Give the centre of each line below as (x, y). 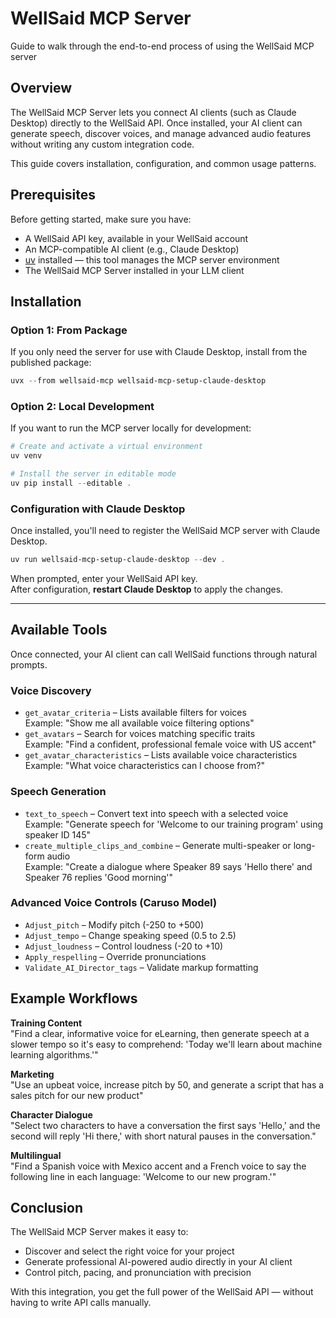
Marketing (32, 1074)
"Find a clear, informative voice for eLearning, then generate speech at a (160, 1033)
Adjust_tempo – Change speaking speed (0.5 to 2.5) (130, 935)
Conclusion (47, 1208)
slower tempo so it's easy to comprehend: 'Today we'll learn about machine (166, 1044)
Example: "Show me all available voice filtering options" (139, 723)
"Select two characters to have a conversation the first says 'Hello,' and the (165, 1125)
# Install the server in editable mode (93, 474)
